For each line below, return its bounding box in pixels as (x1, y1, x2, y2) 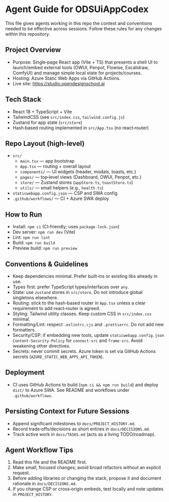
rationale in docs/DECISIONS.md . (12, 481, 77, 487)
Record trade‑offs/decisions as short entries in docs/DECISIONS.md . (12, 426, 150, 432)
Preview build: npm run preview (12, 245, 77, 251)
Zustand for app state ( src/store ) (12, 119, 82, 125)
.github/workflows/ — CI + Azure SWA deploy (12, 195, 109, 202)
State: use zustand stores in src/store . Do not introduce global (12, 289, 143, 295)
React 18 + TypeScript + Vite (12, 109, 72, 115)
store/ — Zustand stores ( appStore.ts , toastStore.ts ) (20, 179, 133, 185)
